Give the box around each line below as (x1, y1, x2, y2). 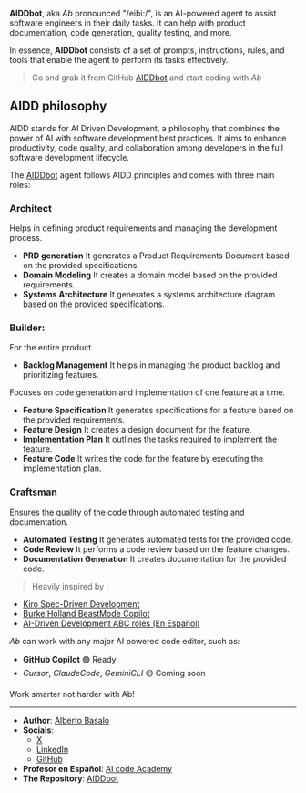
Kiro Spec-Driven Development (22, 598, 140, 610)
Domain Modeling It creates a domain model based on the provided (22, 269, 278, 281)
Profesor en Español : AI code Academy (22, 763, 173, 774)
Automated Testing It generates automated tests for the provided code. (22, 534, 293, 545)
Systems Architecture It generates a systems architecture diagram (22, 289, 276, 300)
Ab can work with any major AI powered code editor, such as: (9, 635, 240, 646)
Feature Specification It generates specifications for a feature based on (22, 405, 294, 416)
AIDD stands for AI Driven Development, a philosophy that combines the (9, 122, 280, 133)
